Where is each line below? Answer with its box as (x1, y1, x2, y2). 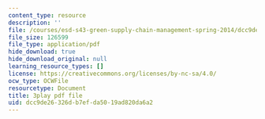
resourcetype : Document (8, 84, 87, 92)
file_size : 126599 (8, 33, 69, 41)
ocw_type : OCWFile (8, 77, 69, 85)
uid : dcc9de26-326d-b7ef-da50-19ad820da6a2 (8, 99, 154, 106)
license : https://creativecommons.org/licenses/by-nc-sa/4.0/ (8, 70, 217, 78)
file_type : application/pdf (8, 41, 101, 49)
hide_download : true (8, 48, 77, 56)
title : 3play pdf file (8, 92, 83, 99)
